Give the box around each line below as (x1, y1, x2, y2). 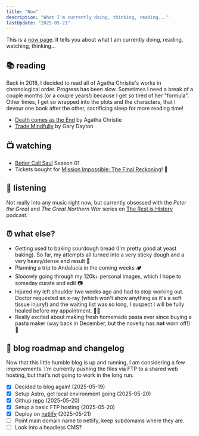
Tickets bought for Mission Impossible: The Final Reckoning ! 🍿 (14, 166, 168, 173)
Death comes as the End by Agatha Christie (14, 116, 122, 123)
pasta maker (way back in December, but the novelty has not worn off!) (14, 320, 191, 327)
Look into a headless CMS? (14, 423, 82, 431)
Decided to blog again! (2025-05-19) (14, 383, 105, 391)
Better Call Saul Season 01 (14, 159, 80, 166)
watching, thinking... (6, 42, 56, 50)
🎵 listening (6, 183, 46, 193)
